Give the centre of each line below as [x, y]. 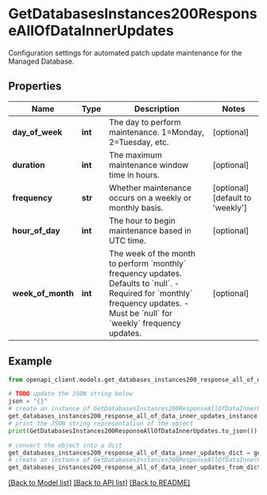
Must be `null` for [141, 313]
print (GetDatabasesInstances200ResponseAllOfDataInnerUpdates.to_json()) [133, 431]
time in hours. [134, 174]
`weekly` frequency [145, 323]
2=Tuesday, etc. [139, 142]
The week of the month [152, 253]
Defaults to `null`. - [144, 283]
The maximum [135, 154]
